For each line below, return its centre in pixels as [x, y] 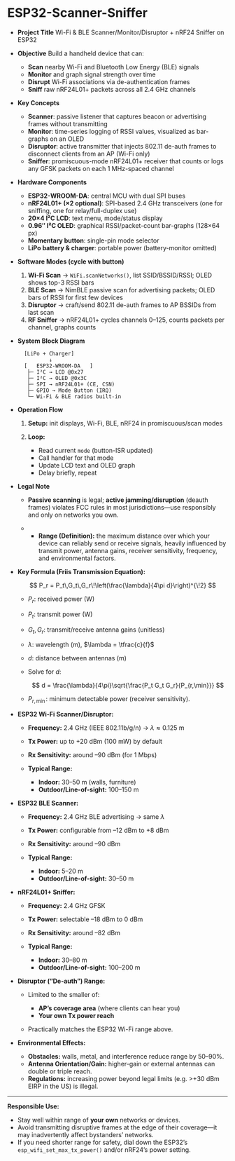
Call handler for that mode [76, 458]
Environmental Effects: [51, 1043]
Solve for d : [44, 672]
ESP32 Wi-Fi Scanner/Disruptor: [65, 714]
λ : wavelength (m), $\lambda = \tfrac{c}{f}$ [91, 645]
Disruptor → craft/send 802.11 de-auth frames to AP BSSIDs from [122, 305]
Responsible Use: [33, 1106]
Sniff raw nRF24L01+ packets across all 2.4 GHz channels [112, 89]
